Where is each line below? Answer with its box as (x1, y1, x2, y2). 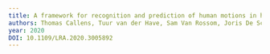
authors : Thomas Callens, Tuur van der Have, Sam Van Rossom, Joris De (8, 19, 253, 27)
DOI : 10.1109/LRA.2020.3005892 (8, 33, 113, 42)
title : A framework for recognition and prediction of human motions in (8, 11, 257, 20)
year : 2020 (8, 26, 45, 34)
